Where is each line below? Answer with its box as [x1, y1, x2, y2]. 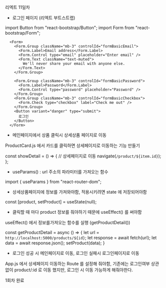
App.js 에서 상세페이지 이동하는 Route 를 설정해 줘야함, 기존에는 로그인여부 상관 [5, 261, 160, 266]
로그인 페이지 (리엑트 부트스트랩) [12, 15, 76, 21]
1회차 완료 [5, 278, 25, 283]
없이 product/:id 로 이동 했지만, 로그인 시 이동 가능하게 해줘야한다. [5, 267, 133, 273]
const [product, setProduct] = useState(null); [5, 199, 97, 204]
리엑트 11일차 [5, 4, 30, 10]
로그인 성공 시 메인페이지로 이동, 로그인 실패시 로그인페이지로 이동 [12, 250, 140, 256]
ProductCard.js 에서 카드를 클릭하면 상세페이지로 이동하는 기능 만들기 [5, 143, 140, 148]
